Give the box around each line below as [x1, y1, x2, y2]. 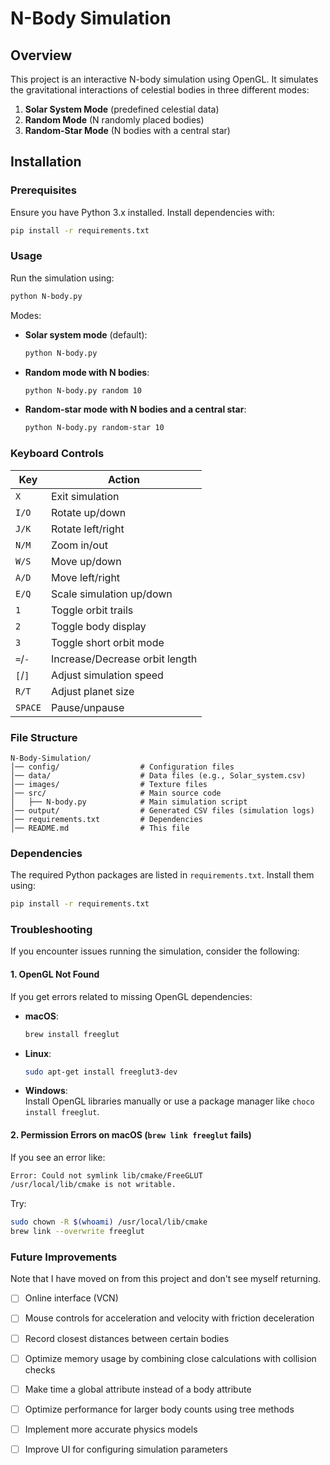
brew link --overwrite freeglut [10, 1227, 145, 1237]
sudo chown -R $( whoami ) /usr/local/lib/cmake [10, 1217, 208, 1227]
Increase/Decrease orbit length [50, 652, 198, 666]
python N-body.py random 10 [24, 385, 142, 396]
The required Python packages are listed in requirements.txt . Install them [10, 869, 315, 881]
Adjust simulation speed [50, 668, 164, 682]
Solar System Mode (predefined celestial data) [24, 103, 220, 115]
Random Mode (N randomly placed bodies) [24, 114, 205, 126]
